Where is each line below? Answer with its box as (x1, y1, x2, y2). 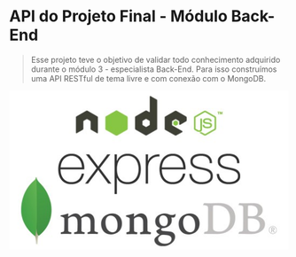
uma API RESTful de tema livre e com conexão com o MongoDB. (30, 73, 267, 83)
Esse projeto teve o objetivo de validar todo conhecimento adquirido (30, 54, 281, 65)
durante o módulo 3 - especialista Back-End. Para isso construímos (30, 64, 277, 74)
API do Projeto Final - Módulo (9, 6, 228, 27)
